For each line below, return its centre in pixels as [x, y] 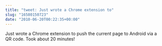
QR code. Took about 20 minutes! [40, 39]
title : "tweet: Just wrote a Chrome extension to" [60, 10]
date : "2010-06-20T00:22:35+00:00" [43, 19]
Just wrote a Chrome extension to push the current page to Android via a [81, 34]
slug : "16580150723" [27, 15]
